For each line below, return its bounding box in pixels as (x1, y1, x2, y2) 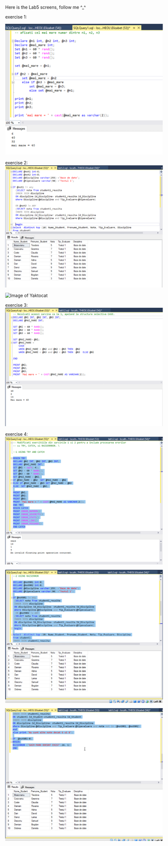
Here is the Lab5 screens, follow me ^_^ (5, 4, 86, 10)
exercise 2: (5, 159, 28, 165)
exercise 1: (5, 14, 27, 19)
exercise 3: (5, 302, 28, 308)
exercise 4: (5, 431, 28, 437)
